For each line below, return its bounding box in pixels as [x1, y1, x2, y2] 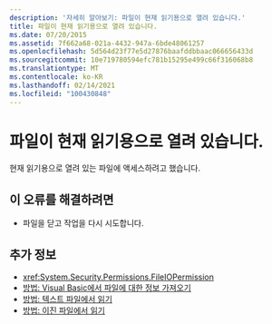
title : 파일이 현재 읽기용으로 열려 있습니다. [9, 22, 158, 31]
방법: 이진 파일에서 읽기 [22, 305, 106, 316]
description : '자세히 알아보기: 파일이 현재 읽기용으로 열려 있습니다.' [9, 13, 247, 23]
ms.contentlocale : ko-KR [9, 73, 103, 82]
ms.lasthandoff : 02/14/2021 [9, 81, 116, 90]
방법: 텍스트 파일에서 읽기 [22, 294, 113, 305]
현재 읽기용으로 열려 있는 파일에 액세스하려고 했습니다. [9, 162, 201, 173]
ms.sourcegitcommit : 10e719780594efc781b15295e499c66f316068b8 [9, 55, 254, 64]
